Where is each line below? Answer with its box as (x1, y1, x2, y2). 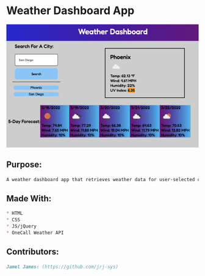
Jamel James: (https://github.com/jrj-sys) (6, 264, 119, 270)
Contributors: (6, 247, 59, 257)
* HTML (6, 211, 23, 217)
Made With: (6, 193, 52, 204)
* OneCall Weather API (6, 229, 64, 236)
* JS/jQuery (6, 223, 37, 229)
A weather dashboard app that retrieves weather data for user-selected (6, 176, 195, 182)
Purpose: (6, 160, 42, 170)
